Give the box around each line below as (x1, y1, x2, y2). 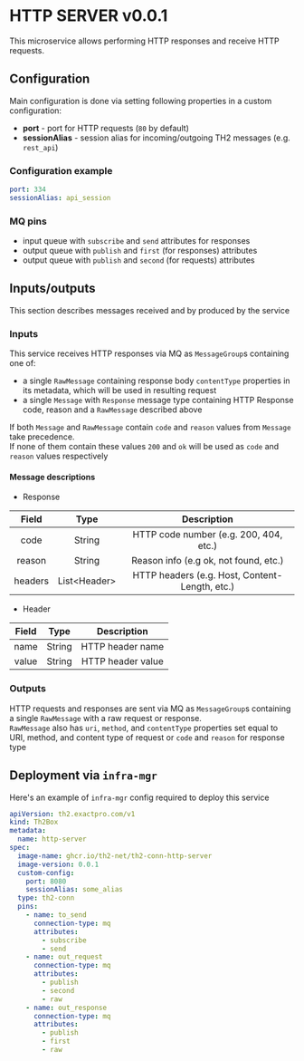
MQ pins (9, 215, 47, 227)
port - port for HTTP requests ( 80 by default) (22, 122, 190, 133)
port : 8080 (25, 876, 67, 886)
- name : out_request (25, 952, 103, 961)
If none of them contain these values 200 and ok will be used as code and (9, 441, 280, 452)
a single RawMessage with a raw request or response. (9, 712, 202, 723)
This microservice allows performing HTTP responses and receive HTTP (9, 35, 280, 46)
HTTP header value (81, 655, 165, 668)
